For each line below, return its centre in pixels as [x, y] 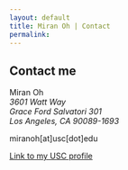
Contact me [43, 71]
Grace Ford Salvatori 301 [55, 112]
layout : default [40, 18]
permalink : [30, 34]
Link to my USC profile [51, 156]
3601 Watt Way [37, 102]
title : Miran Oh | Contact [60, 26]
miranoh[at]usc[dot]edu [54, 139]
